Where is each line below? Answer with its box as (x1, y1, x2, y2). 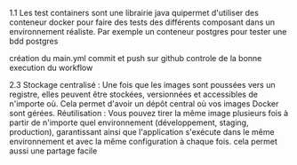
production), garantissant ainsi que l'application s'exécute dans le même (9, 127, 275, 137)
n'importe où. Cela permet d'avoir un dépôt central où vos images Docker (9, 98, 279, 109)
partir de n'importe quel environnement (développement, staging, (9, 117, 249, 128)
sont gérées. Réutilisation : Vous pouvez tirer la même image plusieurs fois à (9, 108, 289, 118)
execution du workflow (9, 62, 93, 73)
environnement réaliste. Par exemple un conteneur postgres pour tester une (9, 27, 287, 36)
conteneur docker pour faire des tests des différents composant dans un (9, 17, 276, 27)
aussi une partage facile (9, 145, 98, 156)
